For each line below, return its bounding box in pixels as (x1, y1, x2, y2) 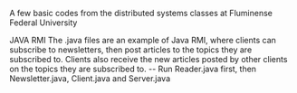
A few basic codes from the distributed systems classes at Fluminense (9, 8, 273, 18)
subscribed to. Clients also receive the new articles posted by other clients (9, 54, 288, 64)
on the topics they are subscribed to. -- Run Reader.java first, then (9, 63, 256, 74)
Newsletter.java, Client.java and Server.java (9, 73, 171, 84)
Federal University (9, 17, 78, 28)
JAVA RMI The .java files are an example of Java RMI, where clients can (9, 35, 276, 45)
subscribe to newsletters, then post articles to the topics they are (9, 44, 253, 55)
